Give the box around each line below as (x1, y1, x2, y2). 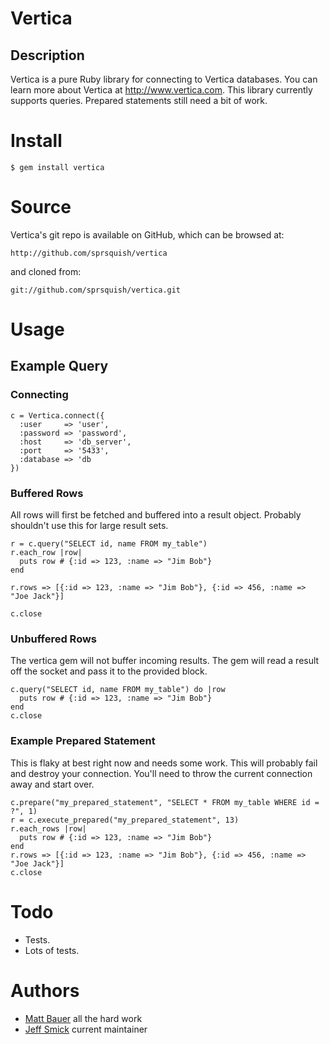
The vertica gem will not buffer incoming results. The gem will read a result (10, 655, 320, 667)
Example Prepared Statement (10, 734, 156, 748)
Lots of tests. (24, 944, 80, 956)
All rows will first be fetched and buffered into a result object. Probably (10, 509, 302, 521)
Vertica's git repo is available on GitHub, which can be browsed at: (10, 228, 285, 241)
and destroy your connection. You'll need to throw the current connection (10, 767, 313, 779)
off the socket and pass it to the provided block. (10, 665, 208, 677)
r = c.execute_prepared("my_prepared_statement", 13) (10, 815, 240, 825)
